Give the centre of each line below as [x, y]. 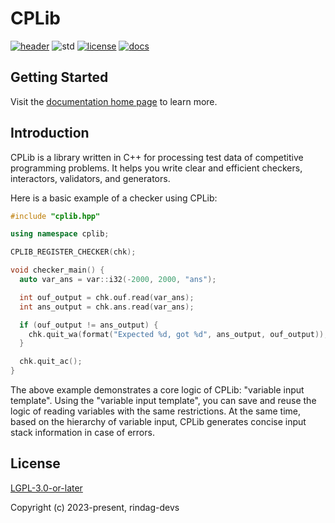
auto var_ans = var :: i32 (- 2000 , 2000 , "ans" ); [118, 280]
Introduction [50, 133]
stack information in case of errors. [82, 433]
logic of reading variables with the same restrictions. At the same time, [156, 411]
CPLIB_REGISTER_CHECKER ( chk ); [73, 252]
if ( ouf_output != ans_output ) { [89, 325]
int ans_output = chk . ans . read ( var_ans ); [107, 307]
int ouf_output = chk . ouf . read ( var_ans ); [107, 297]
